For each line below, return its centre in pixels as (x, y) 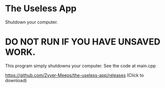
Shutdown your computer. (32, 22)
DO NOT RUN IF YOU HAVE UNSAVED (83, 42)
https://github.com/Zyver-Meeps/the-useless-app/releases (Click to (75, 75)
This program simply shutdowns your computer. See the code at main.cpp (81, 66)
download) (16, 80)
